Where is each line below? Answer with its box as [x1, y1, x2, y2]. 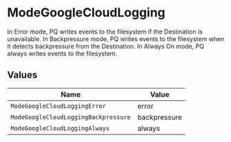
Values [7, 69, 38, 81]
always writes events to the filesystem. [7, 49, 117, 58]
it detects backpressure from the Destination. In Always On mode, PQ [7, 42, 205, 50]
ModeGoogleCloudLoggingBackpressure [10, 113, 131, 121]
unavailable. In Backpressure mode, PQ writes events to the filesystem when [7, 34, 225, 43]
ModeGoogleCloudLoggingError [10, 102, 106, 110]
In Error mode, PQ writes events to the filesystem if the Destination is [7, 27, 203, 36]
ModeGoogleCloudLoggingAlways [10, 124, 110, 132]
